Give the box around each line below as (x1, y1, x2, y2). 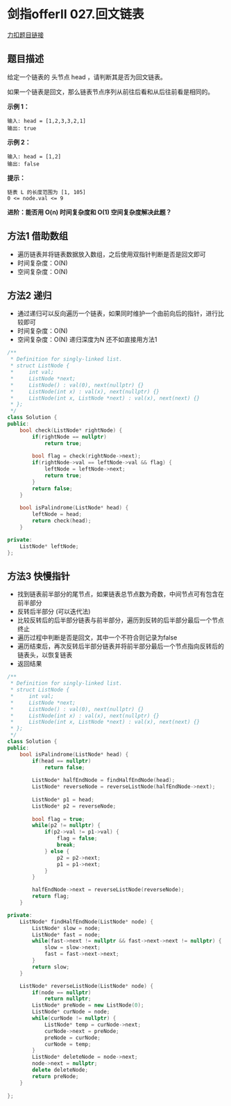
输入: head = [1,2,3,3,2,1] (7, 117, 87, 124)
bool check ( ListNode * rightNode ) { (19, 427, 123, 434)
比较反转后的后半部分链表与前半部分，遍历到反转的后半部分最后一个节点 (17, 616, 224, 624)
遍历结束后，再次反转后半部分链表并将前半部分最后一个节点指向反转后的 (17, 642, 224, 651)
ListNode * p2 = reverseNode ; (32, 802, 117, 810)
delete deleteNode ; (32, 1066, 89, 1074)
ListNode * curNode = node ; (32, 1009, 110, 1016)
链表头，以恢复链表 (17, 651, 73, 659)
